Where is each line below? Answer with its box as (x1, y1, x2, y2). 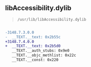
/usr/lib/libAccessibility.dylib (17, 17, 87, 22)
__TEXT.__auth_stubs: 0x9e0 (11, 48, 70, 53)
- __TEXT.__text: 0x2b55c (5, 34, 61, 39)
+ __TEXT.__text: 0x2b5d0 (5, 44, 61, 49)
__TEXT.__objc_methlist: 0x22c (11, 53, 77, 58)
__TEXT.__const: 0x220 (11, 58, 58, 63)
